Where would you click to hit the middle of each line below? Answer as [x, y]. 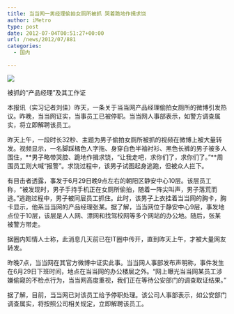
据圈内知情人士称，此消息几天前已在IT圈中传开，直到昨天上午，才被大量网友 [117, 239]
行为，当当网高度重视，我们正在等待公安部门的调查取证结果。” [138, 280]
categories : [24, 46]
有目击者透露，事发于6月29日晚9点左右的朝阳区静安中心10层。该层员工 [110, 180]
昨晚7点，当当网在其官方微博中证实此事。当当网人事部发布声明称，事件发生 [116, 262]
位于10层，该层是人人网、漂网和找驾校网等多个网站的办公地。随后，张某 [117, 215]
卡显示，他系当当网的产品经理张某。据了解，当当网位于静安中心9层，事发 [113, 207]
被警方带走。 [25, 224]
